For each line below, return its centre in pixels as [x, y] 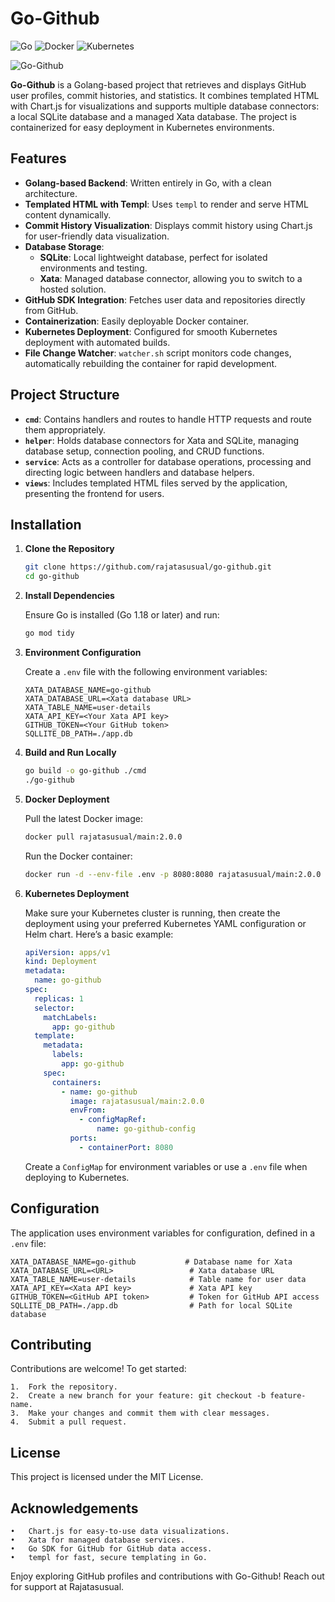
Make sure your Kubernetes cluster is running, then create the [152, 913]
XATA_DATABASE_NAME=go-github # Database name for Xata [151, 1262]
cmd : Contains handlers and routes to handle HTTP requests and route [168, 419]
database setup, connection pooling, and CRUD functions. [144, 451]
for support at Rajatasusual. [67, 1586]
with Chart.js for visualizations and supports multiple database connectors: [165, 106]
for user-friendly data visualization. [97, 236]
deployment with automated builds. [97, 342]
